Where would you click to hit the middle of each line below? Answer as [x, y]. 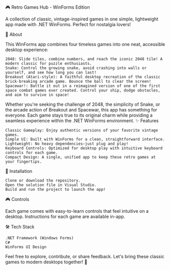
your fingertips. [24, 162]
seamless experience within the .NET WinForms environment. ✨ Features [82, 121]
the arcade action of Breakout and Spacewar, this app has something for [81, 110]
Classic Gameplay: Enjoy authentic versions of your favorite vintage [82, 130]
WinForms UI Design [26, 247]
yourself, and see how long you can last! [51, 73]
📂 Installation [19, 171]
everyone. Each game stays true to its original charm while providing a [79, 115]
